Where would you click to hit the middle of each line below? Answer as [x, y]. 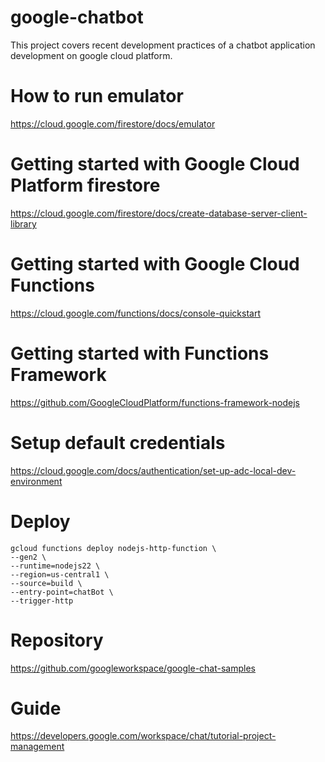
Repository [57, 640]
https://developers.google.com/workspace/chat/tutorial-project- [143, 736]
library [23, 223]
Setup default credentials [118, 442]
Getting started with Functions [140, 353]
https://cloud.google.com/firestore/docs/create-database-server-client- [159, 213]
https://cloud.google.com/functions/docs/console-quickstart [135, 313]
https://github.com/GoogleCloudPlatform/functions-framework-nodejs [155, 402]
